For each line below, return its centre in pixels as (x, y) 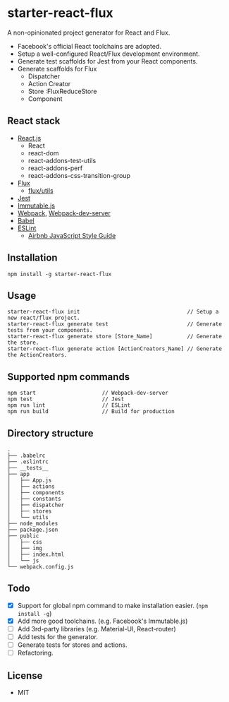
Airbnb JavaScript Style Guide (72, 235)
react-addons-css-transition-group (79, 175)
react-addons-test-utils (62, 160)
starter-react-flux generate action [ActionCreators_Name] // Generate (114, 349)
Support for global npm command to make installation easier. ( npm (113, 605)
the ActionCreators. (38, 355)
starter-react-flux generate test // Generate (114, 324)
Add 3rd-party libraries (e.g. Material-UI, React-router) (97, 629)
